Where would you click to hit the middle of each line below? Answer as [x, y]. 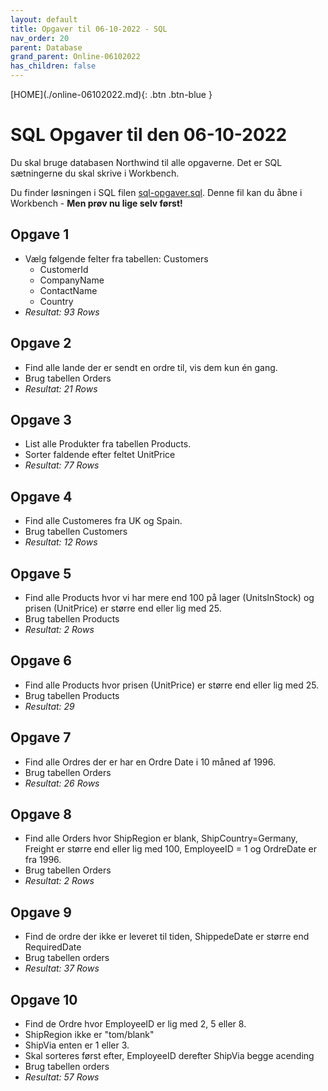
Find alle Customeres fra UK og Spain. [103, 521]
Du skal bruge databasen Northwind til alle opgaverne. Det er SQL [146, 162]
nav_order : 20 [40, 38]
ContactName [68, 290]
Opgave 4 [41, 496]
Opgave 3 [41, 419]
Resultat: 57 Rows [62, 1077]
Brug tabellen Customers [76, 532]
